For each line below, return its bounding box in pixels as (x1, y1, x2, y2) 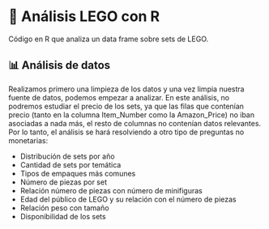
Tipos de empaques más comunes (19, 168, 136, 178)
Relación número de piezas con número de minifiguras (19, 185, 203, 195)
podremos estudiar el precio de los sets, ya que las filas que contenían (8, 101, 245, 111)
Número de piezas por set (19, 177, 108, 187)
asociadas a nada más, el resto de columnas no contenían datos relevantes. (8, 118, 262, 128)
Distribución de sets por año (19, 151, 115, 161)
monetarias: (8, 135, 49, 145)
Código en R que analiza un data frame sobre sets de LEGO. (8, 34, 209, 44)
